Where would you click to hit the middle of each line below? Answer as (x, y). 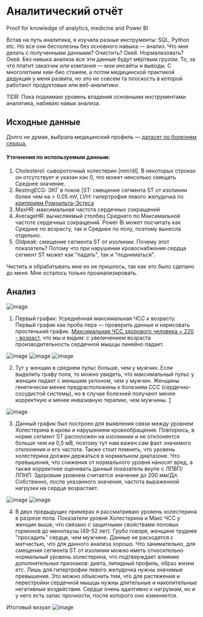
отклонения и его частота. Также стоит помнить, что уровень (95, 449)
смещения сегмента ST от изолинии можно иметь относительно (99, 550)
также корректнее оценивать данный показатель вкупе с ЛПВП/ (99, 468)
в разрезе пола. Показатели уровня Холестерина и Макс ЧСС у (98, 518)
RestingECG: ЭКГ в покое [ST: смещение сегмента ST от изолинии (101, 190)
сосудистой (30, 394)
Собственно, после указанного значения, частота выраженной (97, 482)
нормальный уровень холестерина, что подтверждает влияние (97, 556)
